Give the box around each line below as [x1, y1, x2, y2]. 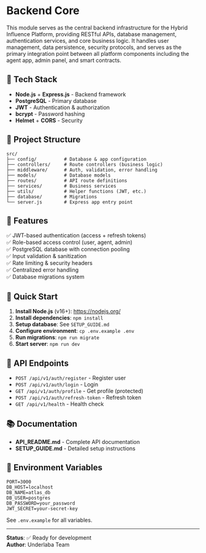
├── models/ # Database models [6, 172, 112, 178]
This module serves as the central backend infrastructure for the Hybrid [6, 24, 188, 31]
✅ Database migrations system [6, 273, 85, 281]
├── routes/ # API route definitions [6, 177, 128, 184]
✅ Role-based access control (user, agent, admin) [6, 238, 133, 246]
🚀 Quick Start [6, 291, 58, 302]
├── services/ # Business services [6, 183, 116, 189]
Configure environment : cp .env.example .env [15, 327, 135, 335]
